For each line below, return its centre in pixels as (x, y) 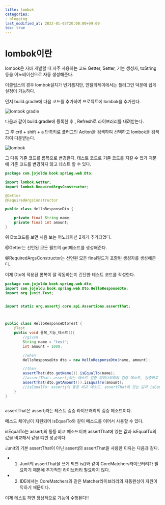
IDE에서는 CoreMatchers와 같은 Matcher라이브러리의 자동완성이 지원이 (88, 481)
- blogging (16, 19)
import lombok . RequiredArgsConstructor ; (47, 187)
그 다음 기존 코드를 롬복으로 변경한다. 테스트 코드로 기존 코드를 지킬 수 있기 (76, 158)
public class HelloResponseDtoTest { (44, 324)
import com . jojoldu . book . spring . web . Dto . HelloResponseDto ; (67, 288)
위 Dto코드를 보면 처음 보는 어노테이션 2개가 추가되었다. (58, 237)
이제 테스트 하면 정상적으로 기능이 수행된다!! (47, 498)
